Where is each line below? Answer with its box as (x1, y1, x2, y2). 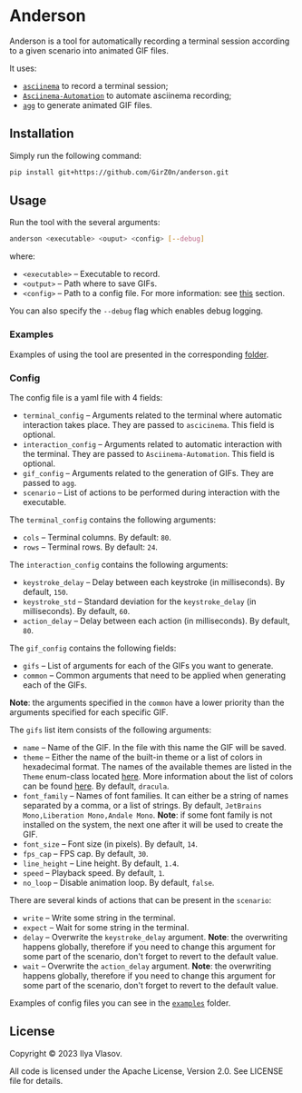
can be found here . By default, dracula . (22, 780, 170, 791)
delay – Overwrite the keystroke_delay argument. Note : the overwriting (22, 931, 288, 942)
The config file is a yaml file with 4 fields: (9, 392, 163, 402)
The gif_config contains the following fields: (9, 642, 177, 653)
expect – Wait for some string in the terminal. (22, 921, 190, 932)
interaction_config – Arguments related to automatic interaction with (22, 438, 283, 450)
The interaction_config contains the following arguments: (9, 559, 229, 570)
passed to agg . (22, 477, 77, 488)
